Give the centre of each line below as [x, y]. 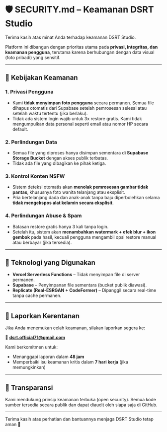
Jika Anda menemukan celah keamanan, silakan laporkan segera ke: [75, 328]
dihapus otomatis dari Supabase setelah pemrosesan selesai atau [80, 108]
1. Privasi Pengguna [29, 92]
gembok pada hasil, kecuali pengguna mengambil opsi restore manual [84, 237]
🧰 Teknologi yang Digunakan [50, 262]
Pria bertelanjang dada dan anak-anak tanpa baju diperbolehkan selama [86, 198]
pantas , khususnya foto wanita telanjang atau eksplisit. [69, 192]
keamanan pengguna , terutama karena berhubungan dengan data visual [80, 52]
